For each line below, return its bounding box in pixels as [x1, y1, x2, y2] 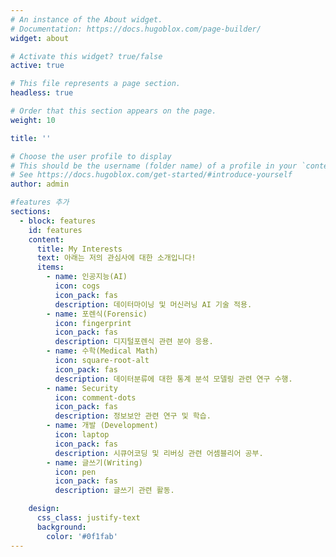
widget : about [10, 33, 70, 43]
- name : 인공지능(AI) [46, 272, 128, 282]
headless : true [10, 88, 74, 98]
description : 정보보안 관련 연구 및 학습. [54, 411, 212, 421]
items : [36, 262, 65, 273]
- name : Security [46, 383, 118, 393]
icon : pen [54, 467, 97, 477]
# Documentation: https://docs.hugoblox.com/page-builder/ [10, 24, 262, 34]
